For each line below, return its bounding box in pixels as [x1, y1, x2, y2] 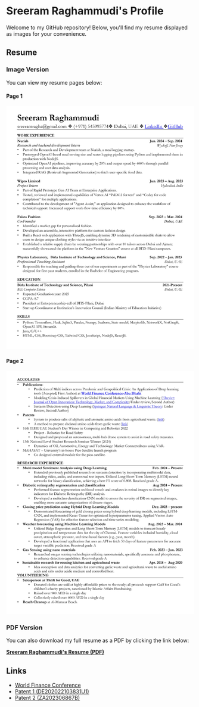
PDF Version [6, 623, 43, 631]
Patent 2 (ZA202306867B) [14, 694, 80, 702]
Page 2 [6, 357, 24, 364]
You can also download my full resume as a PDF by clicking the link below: [6, 637, 189, 644]
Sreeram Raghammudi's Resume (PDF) [6, 649, 104, 656]
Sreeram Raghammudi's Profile [6, 4, 164, 18]
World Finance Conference [14, 681, 82, 689]
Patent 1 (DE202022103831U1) [14, 688, 89, 695]
